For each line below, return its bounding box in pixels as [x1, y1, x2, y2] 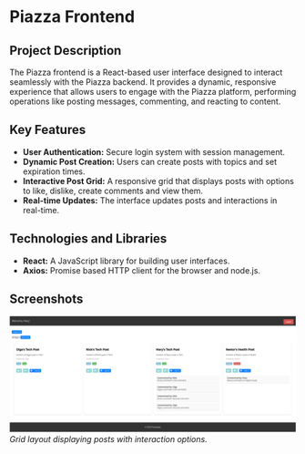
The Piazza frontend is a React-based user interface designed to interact [9, 67, 283, 77]
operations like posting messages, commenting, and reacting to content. [9, 96, 281, 107]
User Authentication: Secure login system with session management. [22, 146, 285, 157]
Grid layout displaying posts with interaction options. [9, 433, 208, 444]
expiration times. [22, 166, 86, 177]
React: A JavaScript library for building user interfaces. [22, 255, 230, 266]
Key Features [9, 122, 86, 138]
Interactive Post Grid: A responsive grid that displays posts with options [22, 175, 294, 186]
